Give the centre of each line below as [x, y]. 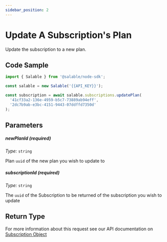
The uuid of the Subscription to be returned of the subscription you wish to [84, 195]
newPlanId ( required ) [28, 138]
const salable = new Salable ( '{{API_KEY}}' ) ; [54, 86]
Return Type [25, 217]
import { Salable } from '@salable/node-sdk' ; [55, 77]
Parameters [24, 125]
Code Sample [27, 65]
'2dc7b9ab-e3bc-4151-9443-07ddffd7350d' [53, 105]
